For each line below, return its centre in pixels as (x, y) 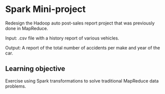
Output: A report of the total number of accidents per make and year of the (82, 47)
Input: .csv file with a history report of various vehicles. (62, 38)
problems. (16, 86)
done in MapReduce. (27, 28)
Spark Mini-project (46, 9)
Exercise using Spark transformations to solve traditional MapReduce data (82, 80)
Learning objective (35, 69)
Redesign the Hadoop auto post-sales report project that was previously (80, 23)
